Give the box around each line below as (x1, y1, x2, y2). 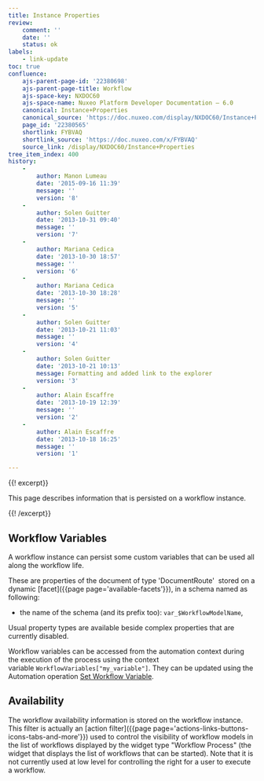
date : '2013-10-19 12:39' (36, 398, 122, 407)
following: (8, 592, 40, 602)
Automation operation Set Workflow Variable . (8, 671, 155, 680)
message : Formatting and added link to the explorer (36, 369, 213, 377)
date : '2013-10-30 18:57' (36, 252, 122, 260)
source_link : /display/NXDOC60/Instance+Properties (22, 143, 195, 151)
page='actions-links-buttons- (152, 724, 249, 733)
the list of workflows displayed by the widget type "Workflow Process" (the (8, 740, 251, 750)
